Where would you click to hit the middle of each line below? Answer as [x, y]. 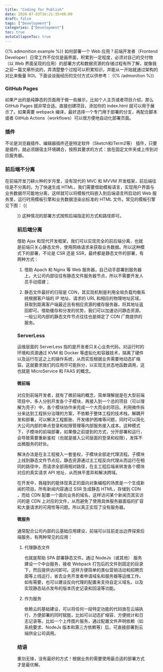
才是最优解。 [30, 665]
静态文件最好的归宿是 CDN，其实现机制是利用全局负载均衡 [83, 292]
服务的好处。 [38, 443]
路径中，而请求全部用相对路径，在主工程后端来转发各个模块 [85, 466]
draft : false [18, 19]
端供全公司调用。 [41, 633]
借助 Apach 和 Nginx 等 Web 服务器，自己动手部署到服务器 [83, 270]
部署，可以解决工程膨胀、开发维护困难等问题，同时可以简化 [85, 419]
